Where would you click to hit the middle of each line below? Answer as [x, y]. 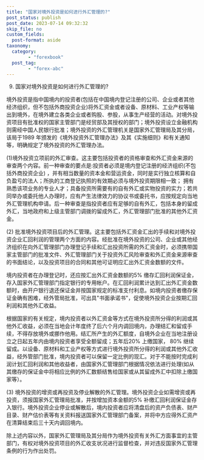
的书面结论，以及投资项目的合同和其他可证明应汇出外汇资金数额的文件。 [97, 262]
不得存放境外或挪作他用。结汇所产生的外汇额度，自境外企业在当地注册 [104, 334]
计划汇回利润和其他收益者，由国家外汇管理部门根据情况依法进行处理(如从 [103, 364]
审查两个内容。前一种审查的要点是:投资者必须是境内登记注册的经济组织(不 [99, 166]
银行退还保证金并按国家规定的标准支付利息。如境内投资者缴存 [115, 290]
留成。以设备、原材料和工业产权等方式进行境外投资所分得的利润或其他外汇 [99, 349]
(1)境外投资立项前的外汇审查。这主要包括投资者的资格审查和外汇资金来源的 [100, 158]
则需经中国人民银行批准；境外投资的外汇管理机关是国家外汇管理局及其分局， [102, 130]
